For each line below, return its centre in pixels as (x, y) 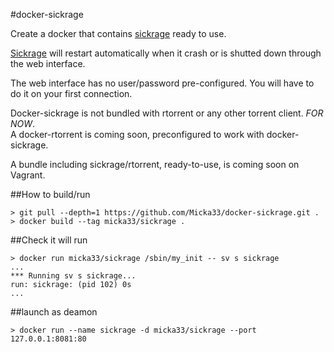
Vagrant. (28, 175)
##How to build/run (50, 194)
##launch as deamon (54, 312)
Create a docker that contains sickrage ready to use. (118, 33)
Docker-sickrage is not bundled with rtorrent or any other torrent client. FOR (167, 113)
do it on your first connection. (71, 93)
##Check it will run (49, 240)
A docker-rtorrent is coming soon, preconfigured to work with (137, 134)
